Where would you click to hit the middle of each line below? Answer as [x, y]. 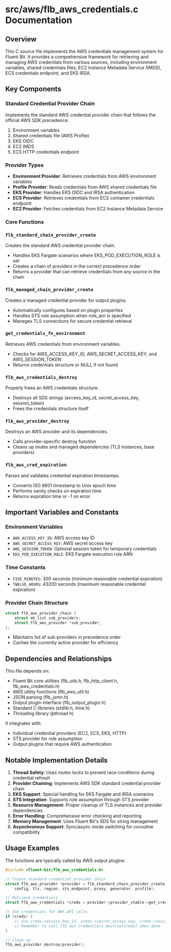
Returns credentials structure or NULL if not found [65, 365]
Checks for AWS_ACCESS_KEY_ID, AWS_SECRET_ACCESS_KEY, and [85, 354]
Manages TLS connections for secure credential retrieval [72, 321]
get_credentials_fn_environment [45, 334]
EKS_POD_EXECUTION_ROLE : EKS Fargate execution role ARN [73, 554]
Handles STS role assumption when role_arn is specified [72, 316]
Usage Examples [32, 848]
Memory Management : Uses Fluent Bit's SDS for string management [85, 821]
